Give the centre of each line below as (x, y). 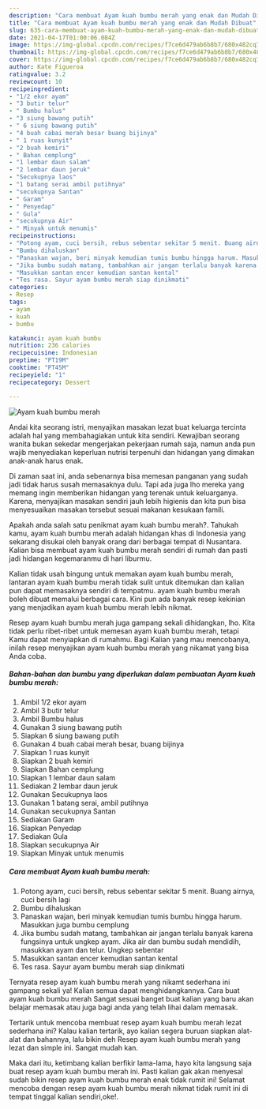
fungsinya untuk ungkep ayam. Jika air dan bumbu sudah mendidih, (131, 942)
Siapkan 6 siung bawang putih (69, 736)
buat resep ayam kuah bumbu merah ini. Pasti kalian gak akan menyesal (126, 1072)
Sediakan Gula (44, 836)
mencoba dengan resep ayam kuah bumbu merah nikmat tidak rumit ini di (129, 1088)
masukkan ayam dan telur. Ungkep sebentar (92, 950)
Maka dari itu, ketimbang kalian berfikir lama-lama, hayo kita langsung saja (130, 1063)
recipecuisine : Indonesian (53, 353)
